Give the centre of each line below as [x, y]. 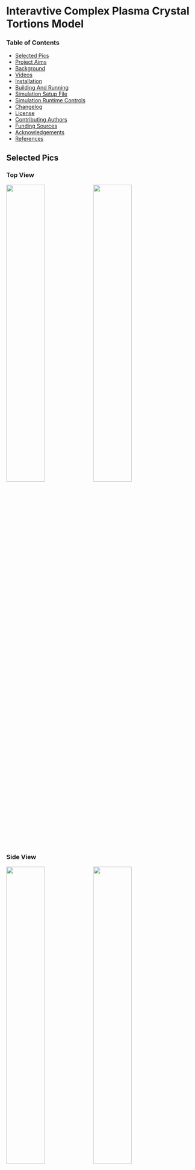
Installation [29, 81]
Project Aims [31, 62]
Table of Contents [33, 43]
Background [30, 69]
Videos [24, 75]
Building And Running [42, 88]
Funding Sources [36, 126]
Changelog [29, 107]
